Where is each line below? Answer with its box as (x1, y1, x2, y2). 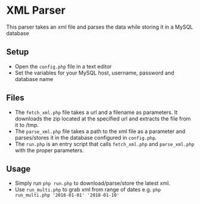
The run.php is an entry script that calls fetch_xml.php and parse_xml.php (14, 140, 195, 147)
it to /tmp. (14, 121, 39, 128)
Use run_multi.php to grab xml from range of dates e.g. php (14, 186, 161, 193)
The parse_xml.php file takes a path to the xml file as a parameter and (14, 128, 186, 135)
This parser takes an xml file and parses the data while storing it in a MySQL (6, 23, 193, 30)
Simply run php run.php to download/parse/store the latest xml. (14, 180, 171, 187)
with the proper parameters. (14, 147, 84, 154)
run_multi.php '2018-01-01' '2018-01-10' (14, 192, 119, 199)
